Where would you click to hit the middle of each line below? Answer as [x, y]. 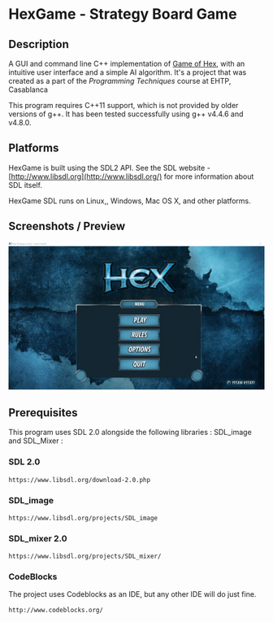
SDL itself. [26, 185]
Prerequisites [43, 413]
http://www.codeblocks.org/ [56, 611]
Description [39, 44]
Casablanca [28, 89]
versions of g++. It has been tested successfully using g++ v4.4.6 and [126, 114]
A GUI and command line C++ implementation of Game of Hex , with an [127, 63]
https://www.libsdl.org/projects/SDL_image [83, 518]
